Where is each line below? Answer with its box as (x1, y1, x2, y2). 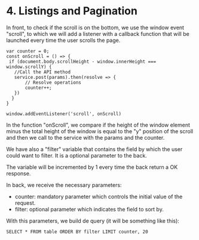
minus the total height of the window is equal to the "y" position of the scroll (6, 127, 193, 135)
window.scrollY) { (6, 64, 52, 70)
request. (14, 199, 36, 207)
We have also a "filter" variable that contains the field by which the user (6, 145, 183, 153)
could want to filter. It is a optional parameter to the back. (6, 152, 148, 159)
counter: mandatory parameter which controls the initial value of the (14, 193, 183, 200)
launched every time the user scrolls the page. (6, 36, 121, 44)
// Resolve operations (25, 79, 82, 85)
